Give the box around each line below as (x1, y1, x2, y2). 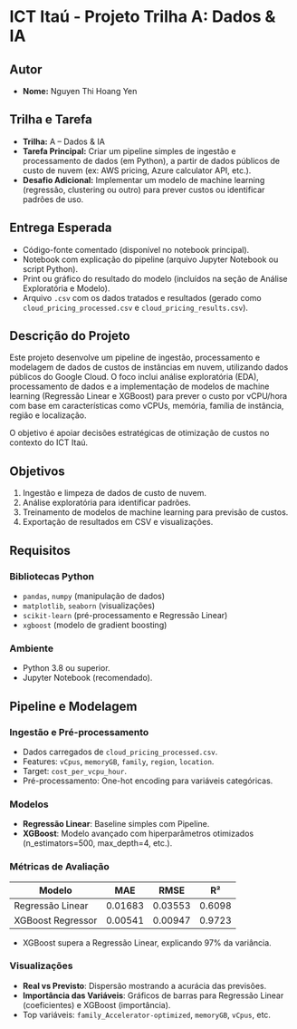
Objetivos (9, 463, 65, 479)
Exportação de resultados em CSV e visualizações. (22, 517, 214, 528)
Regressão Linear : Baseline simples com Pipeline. (22, 819, 210, 830)
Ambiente (9, 642, 54, 655)
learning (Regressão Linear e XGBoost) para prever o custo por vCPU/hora (9, 391, 288, 402)
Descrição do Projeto (9, 328, 130, 344)
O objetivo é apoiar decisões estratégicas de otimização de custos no (9, 428, 270, 439)
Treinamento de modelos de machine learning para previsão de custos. (22, 507, 289, 518)
